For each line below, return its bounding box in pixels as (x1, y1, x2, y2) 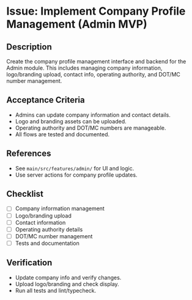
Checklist (6, 189, 44, 199)
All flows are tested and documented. (15, 130, 110, 138)
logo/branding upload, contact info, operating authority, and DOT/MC (6, 71, 180, 78)
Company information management (15, 205, 105, 212)
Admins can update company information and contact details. (15, 111, 171, 119)
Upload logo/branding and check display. (15, 280, 119, 288)
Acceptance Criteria (6, 95, 85, 105)
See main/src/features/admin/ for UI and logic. (15, 164, 135, 172)
